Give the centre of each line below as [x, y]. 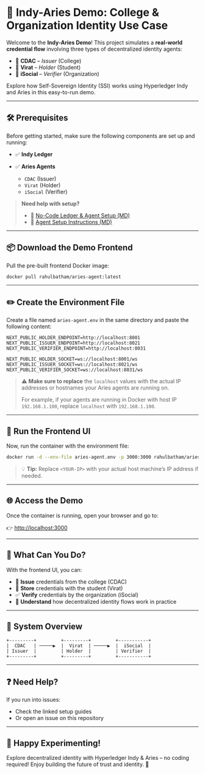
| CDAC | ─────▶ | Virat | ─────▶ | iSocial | [79, 646]
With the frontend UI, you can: [44, 569]
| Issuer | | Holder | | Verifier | [79, 652]
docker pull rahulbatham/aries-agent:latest [64, 277]
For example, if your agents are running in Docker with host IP [99, 400]
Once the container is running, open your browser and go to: [82, 515]
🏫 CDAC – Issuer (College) [48, 61]
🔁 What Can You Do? [46, 555]
